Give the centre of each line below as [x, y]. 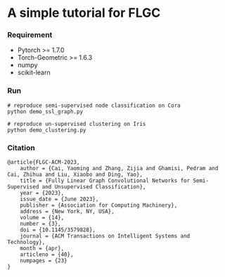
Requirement [30, 35]
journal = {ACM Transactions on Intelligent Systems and [105, 236]
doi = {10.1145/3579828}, [58, 230]
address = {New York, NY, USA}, [67, 212]
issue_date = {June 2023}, [59, 199]
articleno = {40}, [47, 255]
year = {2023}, [42, 193]
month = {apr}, [42, 249]
